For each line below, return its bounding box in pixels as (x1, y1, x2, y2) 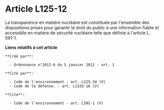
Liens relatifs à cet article (5, 44, 58, 50)
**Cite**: (5, 92, 25, 97)
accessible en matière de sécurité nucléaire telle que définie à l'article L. (5, 30, 151, 36)
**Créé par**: (5, 54, 34, 59)
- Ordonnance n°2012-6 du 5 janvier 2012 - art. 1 (9, 62, 115, 67)
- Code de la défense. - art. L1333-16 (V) (9, 84, 99, 89)
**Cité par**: (5, 71, 34, 76)
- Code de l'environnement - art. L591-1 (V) (9, 101, 104, 106)
